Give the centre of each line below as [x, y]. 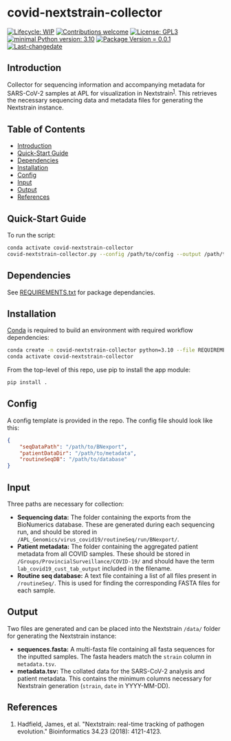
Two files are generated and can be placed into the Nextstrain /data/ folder [114, 628]
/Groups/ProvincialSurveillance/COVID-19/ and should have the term [115, 561]
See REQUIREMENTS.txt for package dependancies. [81, 292]
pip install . [27, 383]
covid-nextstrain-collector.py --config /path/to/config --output [104, 254]
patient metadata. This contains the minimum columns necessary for [114, 678]
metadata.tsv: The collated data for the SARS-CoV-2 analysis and [111, 671]
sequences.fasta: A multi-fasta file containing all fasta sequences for [116, 649]
